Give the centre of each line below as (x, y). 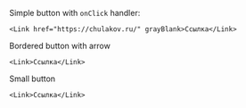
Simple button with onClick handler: (75, 13)
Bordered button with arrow (60, 46)
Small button (33, 79)
